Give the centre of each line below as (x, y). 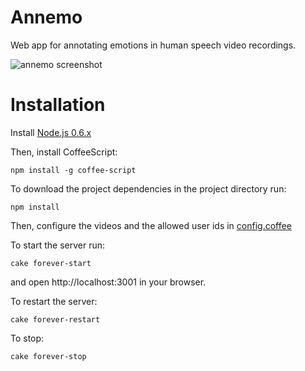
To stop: (27, 338)
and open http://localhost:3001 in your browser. (108, 282)
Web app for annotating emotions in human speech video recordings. (153, 45)
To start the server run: (57, 245)
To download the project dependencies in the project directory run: (148, 188)
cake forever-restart (55, 319)
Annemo (46, 17)
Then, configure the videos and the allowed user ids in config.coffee (151, 225)
